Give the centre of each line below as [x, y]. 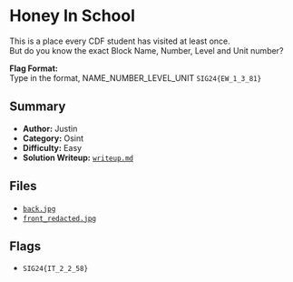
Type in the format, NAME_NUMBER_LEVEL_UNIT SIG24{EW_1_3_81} [136, 77]
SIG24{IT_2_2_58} [55, 269]
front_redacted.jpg [59, 218]
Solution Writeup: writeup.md [78, 157]
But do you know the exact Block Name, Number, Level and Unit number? [146, 50]
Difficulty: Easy [52, 147]
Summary [38, 107]
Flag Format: [34, 68]
